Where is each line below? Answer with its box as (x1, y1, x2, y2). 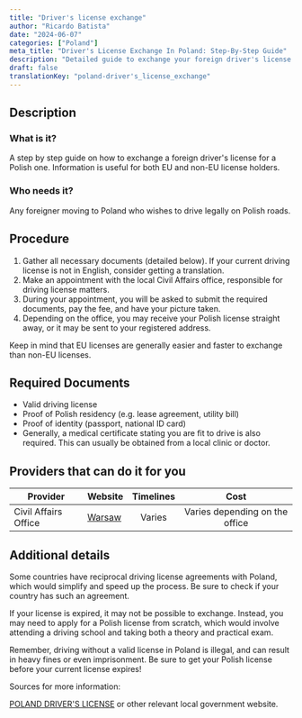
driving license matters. (22, 284, 110, 295)
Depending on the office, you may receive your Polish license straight (22, 313, 280, 323)
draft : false (9, 64, 58, 73)
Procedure (9, 232, 70, 247)
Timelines (131, 490, 175, 503)
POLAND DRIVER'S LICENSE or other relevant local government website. (9, 698, 279, 709)
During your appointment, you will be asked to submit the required (22, 294, 268, 304)
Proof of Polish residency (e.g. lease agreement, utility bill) (22, 409, 240, 420)
